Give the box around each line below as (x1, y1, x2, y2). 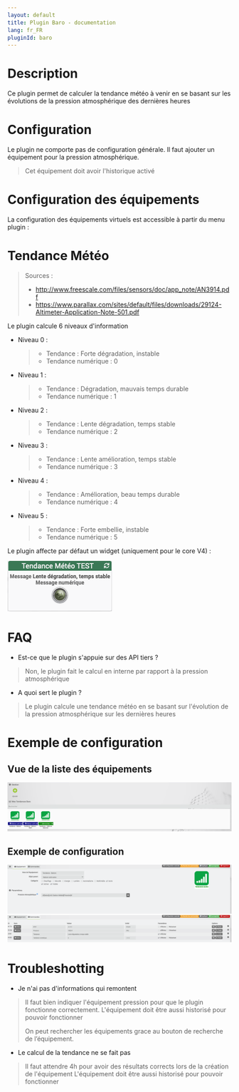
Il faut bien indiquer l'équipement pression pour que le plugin (24, 998, 204, 1006)
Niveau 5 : (17, 512, 48, 520)
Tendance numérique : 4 (46, 498, 119, 506)
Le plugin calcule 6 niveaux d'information (7, 321, 129, 330)
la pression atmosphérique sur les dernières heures (24, 709, 176, 718)
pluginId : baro (7, 34, 53, 41)
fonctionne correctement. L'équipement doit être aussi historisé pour (24, 1005, 226, 1014)
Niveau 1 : (17, 371, 47, 379)
